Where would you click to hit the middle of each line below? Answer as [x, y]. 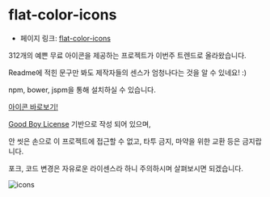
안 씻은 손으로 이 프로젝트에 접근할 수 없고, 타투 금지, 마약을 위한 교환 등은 [124, 141]
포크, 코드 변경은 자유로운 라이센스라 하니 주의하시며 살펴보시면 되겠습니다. [126, 168]
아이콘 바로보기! [34, 107]
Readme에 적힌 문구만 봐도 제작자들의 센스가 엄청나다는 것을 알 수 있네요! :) [128, 72]
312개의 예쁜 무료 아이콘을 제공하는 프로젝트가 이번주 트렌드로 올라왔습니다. [127, 55]
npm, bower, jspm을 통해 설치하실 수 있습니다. [82, 90]
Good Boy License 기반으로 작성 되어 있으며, [80, 124]
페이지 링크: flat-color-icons [65, 38]
